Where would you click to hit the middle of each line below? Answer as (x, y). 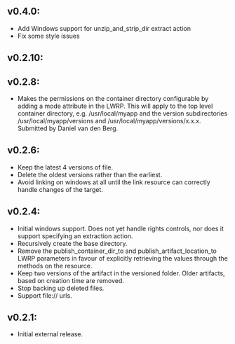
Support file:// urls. (45, 295)
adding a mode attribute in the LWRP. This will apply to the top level (115, 106)
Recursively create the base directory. (72, 243)
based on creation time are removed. (71, 280)
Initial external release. (50, 334)
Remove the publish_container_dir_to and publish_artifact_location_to (117, 251)
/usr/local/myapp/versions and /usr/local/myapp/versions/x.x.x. (109, 121)
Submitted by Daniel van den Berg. (67, 128)
